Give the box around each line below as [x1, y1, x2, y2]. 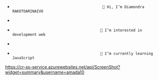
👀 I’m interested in [100, 28, 142, 33]
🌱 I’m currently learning [100, 51, 153, 56]
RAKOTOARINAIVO [12, 9, 44, 14]
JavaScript [12, 55, 35, 60]
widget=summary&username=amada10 [5, 69, 84, 75]
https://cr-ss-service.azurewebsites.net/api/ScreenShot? [5, 64, 120, 70]
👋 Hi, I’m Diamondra [102, 4, 145, 9]
